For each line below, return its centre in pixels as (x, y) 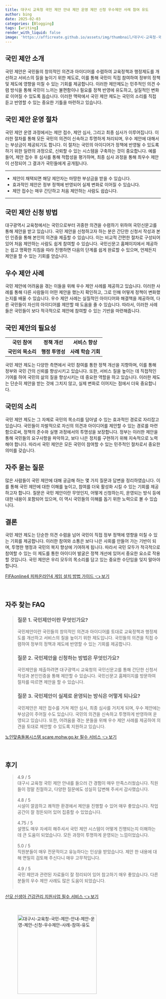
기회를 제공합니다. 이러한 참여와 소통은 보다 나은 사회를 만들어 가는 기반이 (81, 541)
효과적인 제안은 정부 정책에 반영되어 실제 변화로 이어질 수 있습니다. (76, 184)
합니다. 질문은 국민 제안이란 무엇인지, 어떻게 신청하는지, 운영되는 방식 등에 (89, 493)
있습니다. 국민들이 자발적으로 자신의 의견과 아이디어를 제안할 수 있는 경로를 (77, 425)
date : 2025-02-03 (23, 19)
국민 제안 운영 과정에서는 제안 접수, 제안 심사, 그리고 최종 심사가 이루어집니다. (80, 132)
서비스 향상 (85, 342)
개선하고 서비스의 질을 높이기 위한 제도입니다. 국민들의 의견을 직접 (90, 638)
